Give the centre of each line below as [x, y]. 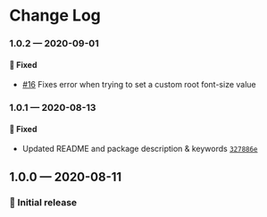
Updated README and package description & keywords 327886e [140, 149]
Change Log [55, 16]
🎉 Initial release [43, 202]
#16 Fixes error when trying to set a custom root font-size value [139, 85]
